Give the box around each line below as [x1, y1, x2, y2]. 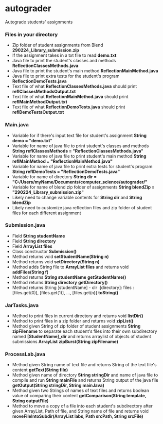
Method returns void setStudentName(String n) [12, 254, 109, 259]
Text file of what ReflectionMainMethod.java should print [12, 94, 128, 100]
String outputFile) [12, 398, 49, 404]
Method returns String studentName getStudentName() [12, 274, 127, 280]
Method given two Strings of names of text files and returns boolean [12, 388, 149, 393]
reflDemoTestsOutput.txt [12, 109, 64, 115]
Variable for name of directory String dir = [12, 173, 97, 180]
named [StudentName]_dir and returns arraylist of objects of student [12, 334, 151, 339]
